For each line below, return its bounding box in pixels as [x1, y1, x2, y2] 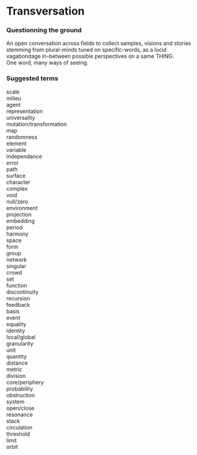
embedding [6, 217, 35, 224]
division [6, 372, 26, 379]
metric [6, 366, 22, 373]
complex [6, 185, 28, 192]
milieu [6, 94, 21, 101]
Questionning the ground [6, 26, 82, 35]
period [6, 224, 23, 231]
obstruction [6, 391, 35, 399]
